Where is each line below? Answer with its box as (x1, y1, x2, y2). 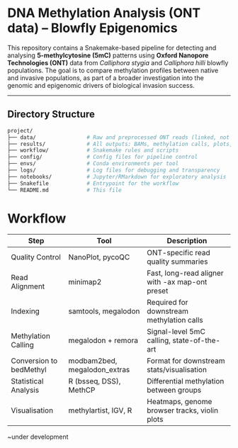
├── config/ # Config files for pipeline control (7, 154, 198, 161)
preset (147, 286, 169, 296)
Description (166, 236, 208, 246)
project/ (7, 127, 33, 134)
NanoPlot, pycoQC (68, 252, 130, 262)
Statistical (11, 376, 44, 386)
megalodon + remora (68, 335, 138, 345)
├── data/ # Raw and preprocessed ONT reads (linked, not (7, 133, 230, 141)
